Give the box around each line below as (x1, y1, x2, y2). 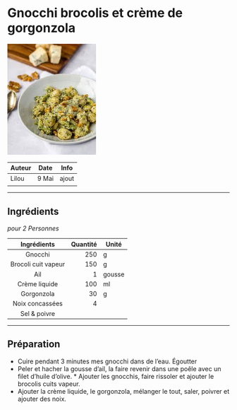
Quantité (71, 240, 97, 248)
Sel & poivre (20, 309, 55, 317)
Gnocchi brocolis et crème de (7, 5, 183, 21)
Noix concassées (13, 299, 63, 308)
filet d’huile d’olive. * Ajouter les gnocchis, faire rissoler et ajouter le (17, 372, 214, 380)
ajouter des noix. (17, 394, 67, 403)
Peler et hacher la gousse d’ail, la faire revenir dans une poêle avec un (17, 364, 221, 373)
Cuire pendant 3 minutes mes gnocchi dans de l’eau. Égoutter (17, 357, 197, 365)
